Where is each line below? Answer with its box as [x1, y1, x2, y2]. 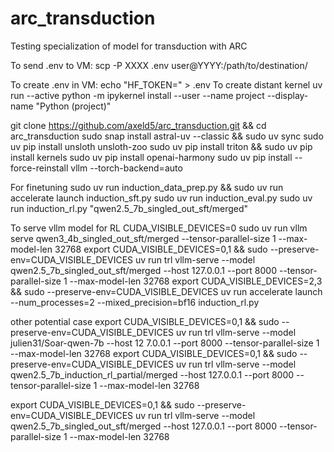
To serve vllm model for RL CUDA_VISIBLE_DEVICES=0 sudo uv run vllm [10, 222, 308, 234]
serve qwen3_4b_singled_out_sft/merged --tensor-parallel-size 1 [10, 232, 277, 244]
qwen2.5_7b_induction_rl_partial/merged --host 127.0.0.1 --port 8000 [10, 368, 295, 381]
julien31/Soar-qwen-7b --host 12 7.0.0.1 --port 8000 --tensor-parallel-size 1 [10, 337, 320, 349]
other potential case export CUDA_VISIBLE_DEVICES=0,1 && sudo [10, 315, 280, 327]
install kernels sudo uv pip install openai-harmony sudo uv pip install [10, 151, 293, 163]
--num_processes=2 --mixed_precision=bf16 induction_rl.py [10, 296, 260, 308]
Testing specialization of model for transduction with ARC [10, 40, 248, 52]
